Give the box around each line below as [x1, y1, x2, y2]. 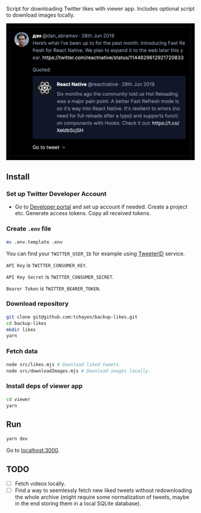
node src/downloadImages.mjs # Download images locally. [6, 368, 151, 374]
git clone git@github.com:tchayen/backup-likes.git [6, 314, 138, 320]
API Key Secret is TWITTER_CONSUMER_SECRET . [6, 273, 114, 280]
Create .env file [6, 225, 51, 233]
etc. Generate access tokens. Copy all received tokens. [14, 210, 151, 217]
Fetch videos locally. [14, 479, 66, 487]
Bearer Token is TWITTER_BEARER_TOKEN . [6, 285, 100, 292]
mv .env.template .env [6, 239, 63, 245]
